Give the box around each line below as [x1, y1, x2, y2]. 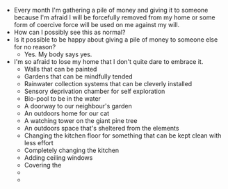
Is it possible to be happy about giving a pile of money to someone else [13, 35, 218, 44]
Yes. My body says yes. [24, 50, 92, 58]
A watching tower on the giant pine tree [24, 117, 138, 124]
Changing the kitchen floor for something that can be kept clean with [24, 131, 222, 140]
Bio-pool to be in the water [24, 94, 101, 103]
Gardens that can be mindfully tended [24, 72, 133, 81]
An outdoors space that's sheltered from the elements [24, 124, 179, 132]
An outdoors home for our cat [24, 109, 110, 117]
